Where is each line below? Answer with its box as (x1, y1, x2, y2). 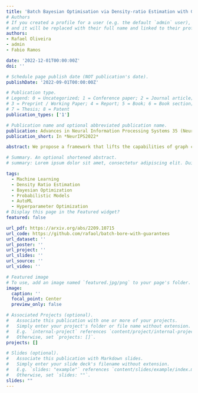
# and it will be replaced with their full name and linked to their (6, 25, 181, 31)
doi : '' (6, 63, 25, 69)
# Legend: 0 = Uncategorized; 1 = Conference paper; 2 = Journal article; (6, 95, 194, 101)
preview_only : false (11, 302, 62, 308)
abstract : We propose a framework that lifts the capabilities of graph (6, 144, 189, 150)
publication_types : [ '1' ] (6, 111, 70, 118)
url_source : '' (6, 258, 44, 264)
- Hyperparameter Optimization (11, 204, 88, 210)
